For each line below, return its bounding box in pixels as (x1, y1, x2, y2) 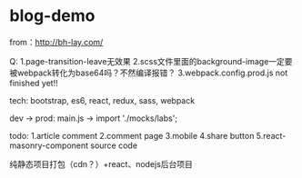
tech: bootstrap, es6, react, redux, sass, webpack (9, 94, 196, 105)
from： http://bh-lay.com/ (9, 36, 104, 47)
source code (90, 140, 138, 151)
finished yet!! (9, 77, 58, 88)
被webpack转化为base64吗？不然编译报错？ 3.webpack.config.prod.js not (9, 67, 288, 78)
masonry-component (9, 140, 89, 151)
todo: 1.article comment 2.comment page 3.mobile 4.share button (9, 130, 255, 141)
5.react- (256, 130, 287, 141)
